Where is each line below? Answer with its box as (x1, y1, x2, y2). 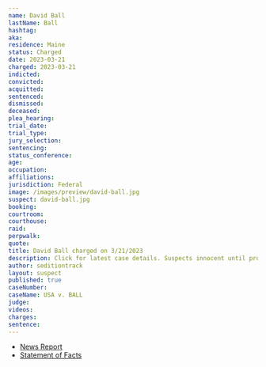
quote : (8, 240, 30, 248)
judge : (8, 298, 30, 306)
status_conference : (8, 151, 73, 159)
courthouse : (8, 218, 47, 225)
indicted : (8, 70, 41, 78)
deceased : (8, 108, 41, 115)
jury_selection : (8, 136, 62, 145)
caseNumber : (8, 284, 47, 292)
